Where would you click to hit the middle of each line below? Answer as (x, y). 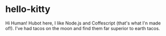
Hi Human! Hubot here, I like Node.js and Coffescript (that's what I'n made (83, 23)
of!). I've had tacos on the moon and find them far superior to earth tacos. (83, 28)
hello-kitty (28, 9)
